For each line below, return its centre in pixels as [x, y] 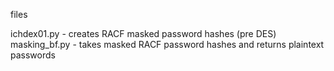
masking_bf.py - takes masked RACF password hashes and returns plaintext [167, 44]
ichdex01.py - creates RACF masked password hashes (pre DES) [143, 33]
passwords [33, 55]
